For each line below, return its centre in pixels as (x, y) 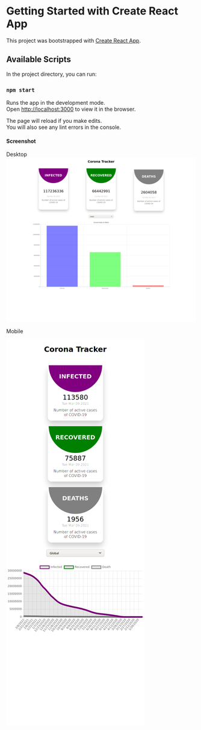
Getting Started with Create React (92, 11)
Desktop (17, 154)
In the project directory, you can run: (51, 74)
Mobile (15, 331)
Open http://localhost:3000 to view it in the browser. (71, 109)
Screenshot (21, 141)
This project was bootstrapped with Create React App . (74, 40)
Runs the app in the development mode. (56, 103)
